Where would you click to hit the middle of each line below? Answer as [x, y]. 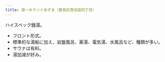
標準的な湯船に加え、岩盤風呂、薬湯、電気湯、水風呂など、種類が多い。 [88, 42]
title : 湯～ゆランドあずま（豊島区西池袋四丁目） [51, 10]
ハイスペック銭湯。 [25, 25]
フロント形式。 [28, 35]
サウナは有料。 [28, 48]
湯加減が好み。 [28, 54]
